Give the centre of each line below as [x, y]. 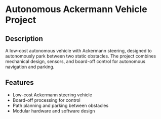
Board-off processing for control [47, 100]
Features [19, 82]
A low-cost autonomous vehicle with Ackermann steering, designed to [78, 51]
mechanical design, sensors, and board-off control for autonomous [75, 61]
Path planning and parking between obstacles [61, 105]
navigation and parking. [30, 67]
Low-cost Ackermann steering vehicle [52, 95]
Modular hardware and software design [54, 111]
